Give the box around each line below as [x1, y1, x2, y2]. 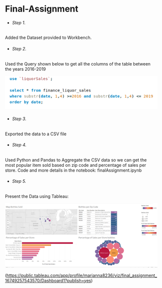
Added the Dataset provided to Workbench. [5, 35, 92, 41]
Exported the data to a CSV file [5, 131, 67, 137]
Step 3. [12, 116, 27, 122]
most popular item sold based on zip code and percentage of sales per [5, 162, 147, 168]
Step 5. [12, 178, 27, 184]
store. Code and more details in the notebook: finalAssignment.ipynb [5, 167, 142, 173]
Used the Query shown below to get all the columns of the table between [5, 61, 151, 66]
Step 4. [12, 142, 27, 148]
